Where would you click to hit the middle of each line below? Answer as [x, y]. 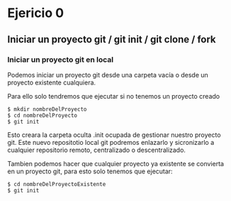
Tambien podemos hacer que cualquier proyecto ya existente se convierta [116, 163]
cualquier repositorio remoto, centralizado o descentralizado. [97, 150]
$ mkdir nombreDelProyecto [47, 109]
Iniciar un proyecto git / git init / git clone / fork [112, 39]
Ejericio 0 [36, 13]
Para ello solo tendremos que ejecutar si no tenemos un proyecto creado [114, 96]
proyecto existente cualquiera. [52, 82]
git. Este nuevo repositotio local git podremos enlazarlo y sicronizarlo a [111, 142]
